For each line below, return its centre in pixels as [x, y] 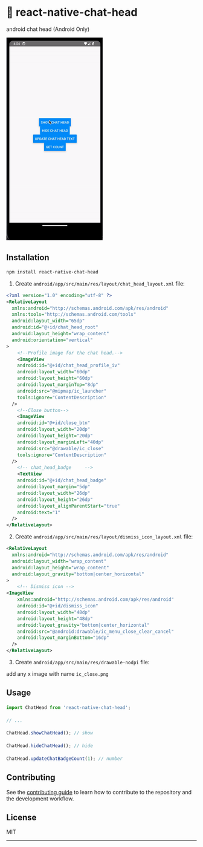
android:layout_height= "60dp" [55, 378]
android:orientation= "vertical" [53, 340]
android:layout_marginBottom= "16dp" [63, 638]
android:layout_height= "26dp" [55, 499]
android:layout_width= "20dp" [54, 430]
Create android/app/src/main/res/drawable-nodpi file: [82, 662]
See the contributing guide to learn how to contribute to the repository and [99, 792]
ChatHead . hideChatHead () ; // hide [50, 746]
